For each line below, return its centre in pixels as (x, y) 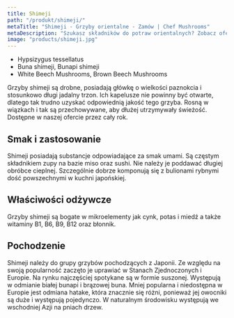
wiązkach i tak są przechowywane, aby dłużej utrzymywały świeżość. (107, 110)
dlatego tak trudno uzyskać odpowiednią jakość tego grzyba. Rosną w (108, 102)
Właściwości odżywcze (60, 200)
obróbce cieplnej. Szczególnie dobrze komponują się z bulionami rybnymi (113, 170)
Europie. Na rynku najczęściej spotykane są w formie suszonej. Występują (114, 277)
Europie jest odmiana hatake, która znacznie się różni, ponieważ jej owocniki (117, 292)
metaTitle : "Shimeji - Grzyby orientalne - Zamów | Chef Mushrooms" (109, 26)
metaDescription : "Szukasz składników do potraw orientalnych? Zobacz (112, 33)
